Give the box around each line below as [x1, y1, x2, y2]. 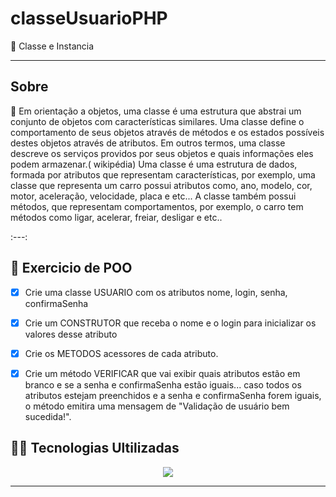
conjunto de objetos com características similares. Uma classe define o [10, 115, 305, 127]
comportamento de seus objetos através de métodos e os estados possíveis [10, 126, 325, 138]
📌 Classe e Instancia [10, 40, 95, 52]
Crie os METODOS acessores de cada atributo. [24, 347, 219, 359]
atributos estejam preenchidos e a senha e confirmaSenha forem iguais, [24, 389, 322, 401]
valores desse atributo [24, 328, 118, 340]
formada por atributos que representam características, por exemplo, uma [10, 168, 316, 181]
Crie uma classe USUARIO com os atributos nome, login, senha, [24, 286, 288, 298]
